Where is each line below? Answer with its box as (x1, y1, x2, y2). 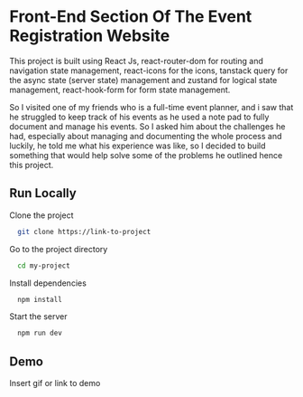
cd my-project (17, 260, 70, 270)
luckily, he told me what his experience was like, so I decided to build (9, 140, 266, 151)
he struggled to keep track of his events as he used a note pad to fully (9, 111, 270, 122)
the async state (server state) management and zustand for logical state (9, 74, 278, 85)
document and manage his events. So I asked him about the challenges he (9, 120, 286, 132)
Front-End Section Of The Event (9, 6, 252, 27)
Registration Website (9, 25, 170, 46)
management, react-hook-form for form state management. (9, 84, 231, 95)
